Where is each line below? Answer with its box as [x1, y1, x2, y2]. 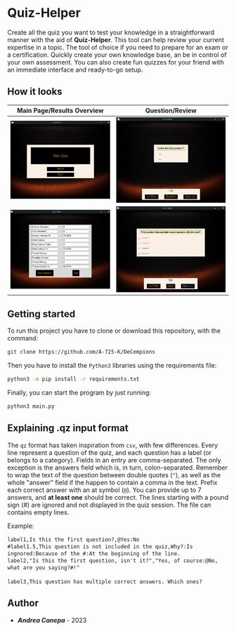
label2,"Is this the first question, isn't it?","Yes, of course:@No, [7, 557, 218, 564]
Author [7, 597, 39, 609]
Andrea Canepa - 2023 [17, 616, 87, 624]
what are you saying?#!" [7, 564, 80, 571]
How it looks [7, 86, 63, 98]
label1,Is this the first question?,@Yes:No [7, 536, 140, 543]
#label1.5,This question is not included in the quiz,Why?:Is [7, 543, 193, 550]
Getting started [7, 307, 76, 320]
